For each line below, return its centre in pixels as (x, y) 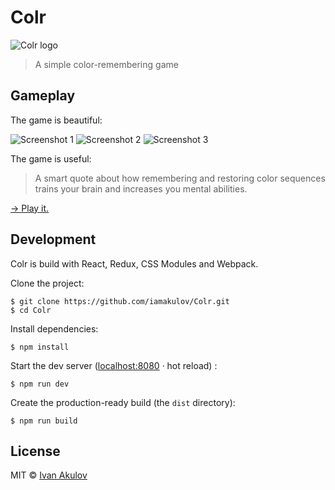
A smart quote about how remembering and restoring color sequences (180, 178)
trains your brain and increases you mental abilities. (141, 188)
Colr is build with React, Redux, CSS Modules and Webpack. (134, 263)
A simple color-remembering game (106, 64)
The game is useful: (51, 158)
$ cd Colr (31, 310)
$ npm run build (44, 421)
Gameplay (43, 96)
